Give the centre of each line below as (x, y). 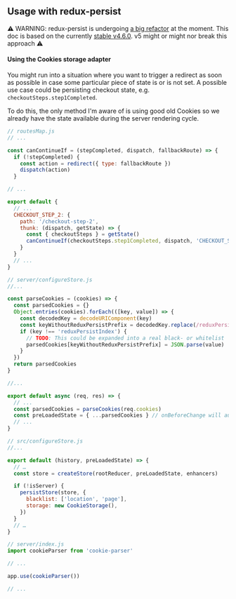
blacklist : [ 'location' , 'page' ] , (77, 499)
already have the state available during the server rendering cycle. (103, 119)
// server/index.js (36, 544)
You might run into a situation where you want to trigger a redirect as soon (115, 75)
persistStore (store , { (53, 493)
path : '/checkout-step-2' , (59, 221)
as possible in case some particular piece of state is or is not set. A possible (117, 83)
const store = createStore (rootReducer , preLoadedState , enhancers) (116, 473)
